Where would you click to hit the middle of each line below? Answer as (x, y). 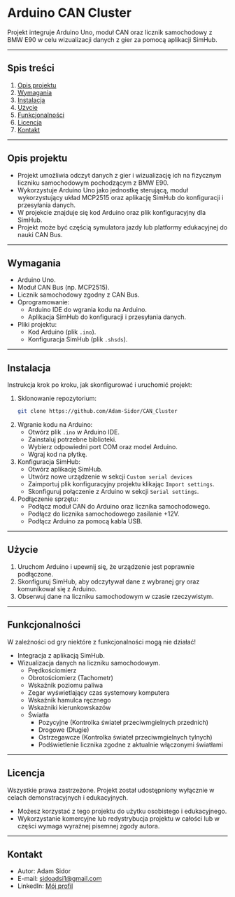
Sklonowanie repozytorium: (57, 398)
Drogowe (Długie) (64, 730)
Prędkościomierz (52, 670)
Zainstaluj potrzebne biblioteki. (72, 439)
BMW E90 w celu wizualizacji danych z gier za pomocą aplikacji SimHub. (113, 39)
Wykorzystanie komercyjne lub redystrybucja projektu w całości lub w (119, 818)
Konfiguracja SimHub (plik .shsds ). (78, 339)
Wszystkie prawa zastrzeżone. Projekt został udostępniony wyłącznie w (111, 790)
